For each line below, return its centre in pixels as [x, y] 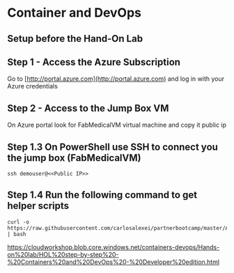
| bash [17, 234]
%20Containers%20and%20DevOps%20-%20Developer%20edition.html [114, 262]
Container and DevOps [74, 13]
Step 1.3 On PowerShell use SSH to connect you [112, 147]
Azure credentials [32, 86]
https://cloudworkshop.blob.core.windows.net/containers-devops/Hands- [114, 247]
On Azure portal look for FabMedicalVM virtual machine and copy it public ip [117, 125]
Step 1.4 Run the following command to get [102, 195]
